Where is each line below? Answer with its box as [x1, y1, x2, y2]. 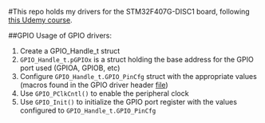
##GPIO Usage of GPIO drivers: [8, 31, 112, 40]
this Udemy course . [8, 15, 73, 25]
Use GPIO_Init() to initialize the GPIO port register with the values [19, 97, 238, 106]
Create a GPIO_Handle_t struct [19, 46, 121, 55]
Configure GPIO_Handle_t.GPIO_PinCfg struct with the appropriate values [19, 72, 257, 81]
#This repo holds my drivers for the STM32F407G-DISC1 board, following [8, 7, 250, 16]
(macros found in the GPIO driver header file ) [19, 80, 169, 89]
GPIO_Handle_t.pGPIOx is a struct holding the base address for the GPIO [19, 55, 254, 64]
